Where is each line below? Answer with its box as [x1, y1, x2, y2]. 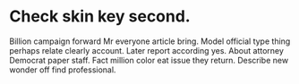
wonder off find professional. [9, 64, 116, 75]
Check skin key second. [9, 6, 191, 27]
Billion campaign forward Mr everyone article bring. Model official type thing [9, 36, 291, 46]
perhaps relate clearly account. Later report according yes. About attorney [9, 45, 285, 55]
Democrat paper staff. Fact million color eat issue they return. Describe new [9, 55, 289, 65]
